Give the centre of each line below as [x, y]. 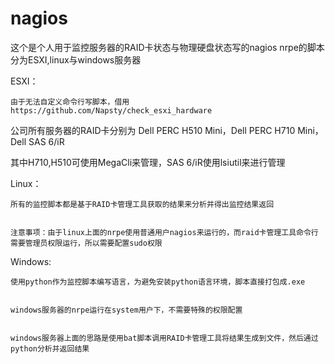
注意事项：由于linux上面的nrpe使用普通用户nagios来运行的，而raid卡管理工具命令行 [164, 232]
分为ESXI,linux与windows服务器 [76, 59]
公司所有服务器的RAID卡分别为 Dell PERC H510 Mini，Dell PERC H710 [153, 130]
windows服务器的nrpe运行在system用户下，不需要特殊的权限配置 [126, 310]
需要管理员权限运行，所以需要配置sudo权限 [86, 243]
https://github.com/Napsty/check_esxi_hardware [111, 110]
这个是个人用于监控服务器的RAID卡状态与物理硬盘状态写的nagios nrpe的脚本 [167, 47]
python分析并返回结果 [50, 348]
